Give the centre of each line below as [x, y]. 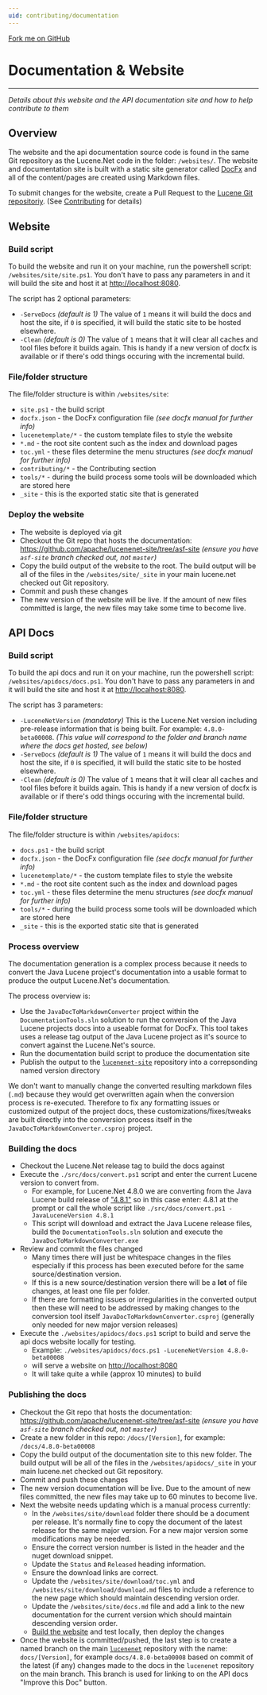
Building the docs [43, 1148]
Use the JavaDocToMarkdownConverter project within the [109, 1011]
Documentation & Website [97, 70]
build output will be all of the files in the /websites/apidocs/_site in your [138, 1462]
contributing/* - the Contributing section [88, 469]
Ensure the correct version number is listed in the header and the [138, 1547]
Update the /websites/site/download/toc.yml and [113, 1581]
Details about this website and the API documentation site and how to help [131, 99]
